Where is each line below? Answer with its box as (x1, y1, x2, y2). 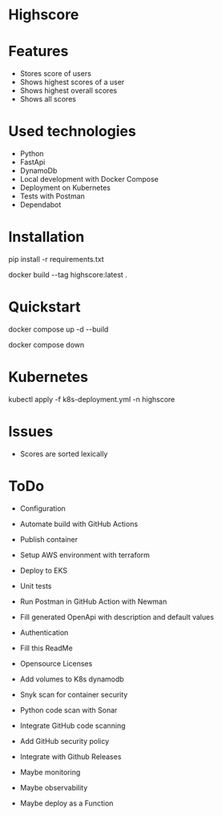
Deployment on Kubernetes (19, 183, 111, 193)
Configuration (19, 503, 66, 513)
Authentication (19, 627, 69, 637)
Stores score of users (19, 69, 92, 78)
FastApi (19, 158, 46, 167)
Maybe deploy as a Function (19, 798, 114, 808)
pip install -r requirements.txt (8, 255, 104, 263)
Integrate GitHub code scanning (19, 721, 126, 730)
